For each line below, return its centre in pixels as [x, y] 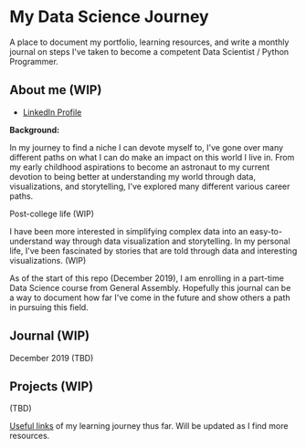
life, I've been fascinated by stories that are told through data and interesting [153, 250]
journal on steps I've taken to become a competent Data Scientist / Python [149, 51]
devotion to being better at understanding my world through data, [132, 176]
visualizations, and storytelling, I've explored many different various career [150, 186]
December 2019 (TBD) [52, 358]
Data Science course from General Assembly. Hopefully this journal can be [150, 287]
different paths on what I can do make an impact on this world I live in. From [152, 157]
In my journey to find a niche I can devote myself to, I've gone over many [147, 147]
